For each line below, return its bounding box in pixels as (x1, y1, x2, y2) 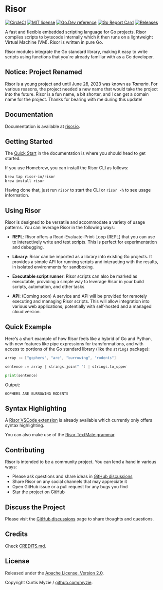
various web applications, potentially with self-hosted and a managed (12, 304, 152, 309)
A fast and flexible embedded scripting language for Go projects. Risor (5, 29, 146, 35)
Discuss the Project (5, 503, 66, 511)
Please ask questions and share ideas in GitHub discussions (12, 473, 133, 480)
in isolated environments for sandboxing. (12, 264, 94, 270)
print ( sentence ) (5, 373, 38, 378)
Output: (5, 382, 20, 388)
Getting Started (5, 137, 53, 145)
